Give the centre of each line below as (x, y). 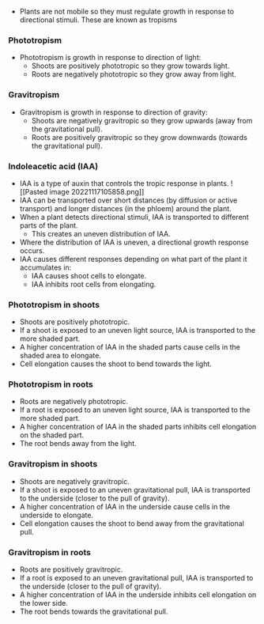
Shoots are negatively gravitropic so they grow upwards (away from (142, 120)
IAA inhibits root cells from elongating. (94, 284)
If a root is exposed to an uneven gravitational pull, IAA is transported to (136, 578)
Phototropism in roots (51, 384)
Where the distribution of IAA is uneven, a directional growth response (134, 242)
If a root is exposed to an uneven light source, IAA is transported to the (135, 410)
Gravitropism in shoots (53, 464)
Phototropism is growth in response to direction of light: (110, 58)
